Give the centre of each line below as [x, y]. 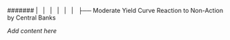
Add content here [32, 31]
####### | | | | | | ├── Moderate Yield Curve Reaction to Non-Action [115, 11]
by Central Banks [32, 18]
